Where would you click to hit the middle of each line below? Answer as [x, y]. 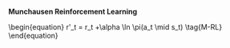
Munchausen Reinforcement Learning [73, 12]
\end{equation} [33, 36]
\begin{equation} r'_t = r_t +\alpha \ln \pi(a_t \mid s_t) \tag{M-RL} [115, 27]
